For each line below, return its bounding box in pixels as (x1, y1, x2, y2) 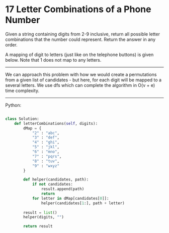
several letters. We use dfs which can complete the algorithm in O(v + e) (5, 82, 155, 88)
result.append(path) (41, 187, 84, 192)
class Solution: (5, 116, 39, 121)
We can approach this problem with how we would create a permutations (5, 71, 157, 77)
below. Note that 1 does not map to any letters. (5, 57, 102, 63)
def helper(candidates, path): (23, 177, 89, 182)
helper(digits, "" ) (23, 215, 64, 220)
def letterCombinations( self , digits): (14, 121, 98, 126)
